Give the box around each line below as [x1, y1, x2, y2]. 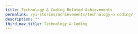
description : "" [5, 16, 40, 21]
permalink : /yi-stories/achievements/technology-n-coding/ [5, 12, 133, 17]
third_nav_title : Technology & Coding [5, 21, 88, 26]
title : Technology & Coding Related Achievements [5, 7, 113, 12]
